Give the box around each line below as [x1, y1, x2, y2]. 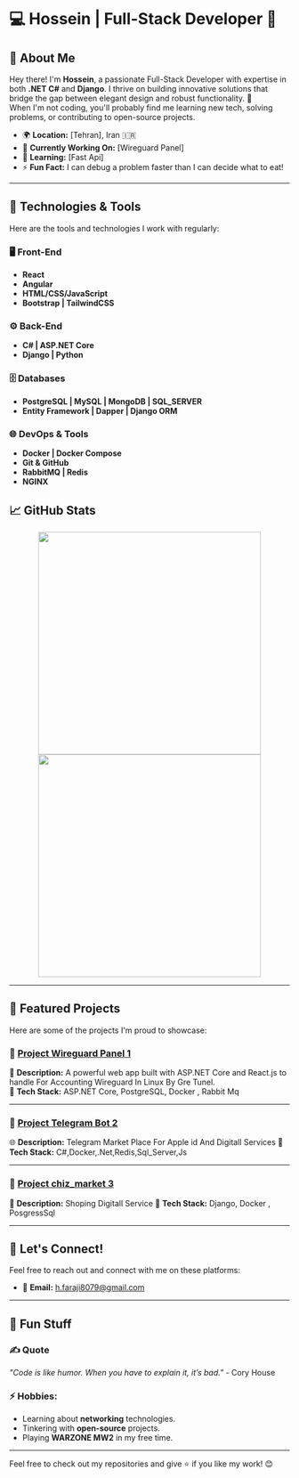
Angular [21, 279, 53, 289]
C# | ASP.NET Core [21, 340, 95, 351]
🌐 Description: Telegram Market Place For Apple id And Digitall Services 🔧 [9, 1137, 284, 1148]
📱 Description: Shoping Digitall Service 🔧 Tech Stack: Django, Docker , [9, 1198, 271, 1208]
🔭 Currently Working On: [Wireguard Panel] [21, 142, 184, 153]
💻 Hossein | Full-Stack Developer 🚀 [9, 9, 278, 29]
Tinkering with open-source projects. [21, 1423, 160, 1433]
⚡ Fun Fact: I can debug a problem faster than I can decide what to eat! [21, 162, 284, 172]
